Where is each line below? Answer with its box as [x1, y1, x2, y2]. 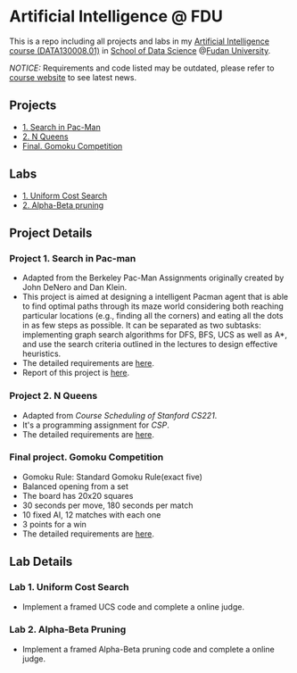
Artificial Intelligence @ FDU [9, 6, 223, 27]
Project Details [9, 225, 93, 240]
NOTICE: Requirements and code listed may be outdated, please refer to [9, 62, 275, 73]
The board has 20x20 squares [21, 490, 134, 501]
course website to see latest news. [9, 71, 136, 82]
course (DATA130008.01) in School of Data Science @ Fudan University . [9, 45, 271, 55]
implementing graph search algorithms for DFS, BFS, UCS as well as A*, [21, 329, 288, 340]
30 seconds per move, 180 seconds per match [21, 500, 194, 511]
